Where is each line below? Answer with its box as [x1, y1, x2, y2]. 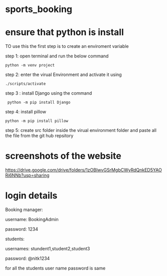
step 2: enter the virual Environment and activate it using [5, 72, 122, 78]
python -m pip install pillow [5, 118, 69, 124]
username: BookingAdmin [5, 217, 59, 222]
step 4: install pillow [5, 109, 47, 115]
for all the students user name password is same [5, 265, 106, 271]
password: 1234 [5, 226, 39, 232]
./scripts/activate [5, 82, 46, 87]
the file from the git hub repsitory [5, 132, 74, 139]
